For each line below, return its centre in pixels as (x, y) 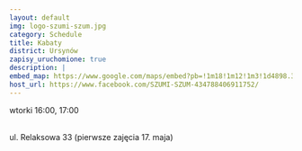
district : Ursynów (44, 51)
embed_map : (30, 76)
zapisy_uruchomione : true (58, 59)
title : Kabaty (36, 43)
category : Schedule (46, 34)
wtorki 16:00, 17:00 (44, 110)
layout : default (40, 18)
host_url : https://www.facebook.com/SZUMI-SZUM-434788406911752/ (134, 84)
